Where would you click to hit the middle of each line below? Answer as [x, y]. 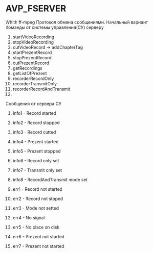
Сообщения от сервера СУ [33, 103]
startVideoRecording [33, 37]
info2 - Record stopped [36, 123]
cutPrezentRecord [31, 63]
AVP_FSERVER [36, 9]
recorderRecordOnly [33, 78]
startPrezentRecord [32, 52]
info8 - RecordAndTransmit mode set [50, 179]
